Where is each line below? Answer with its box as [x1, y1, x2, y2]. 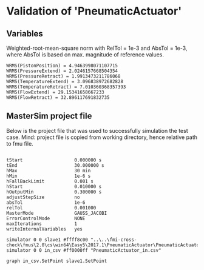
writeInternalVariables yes [6, 226, 83, 232]
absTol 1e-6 [6, 199, 86, 206]
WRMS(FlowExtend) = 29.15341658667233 [6, 89, 104, 95]
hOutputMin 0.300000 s [6, 189, 102, 195]
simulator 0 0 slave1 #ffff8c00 [6, 237, 88, 243]
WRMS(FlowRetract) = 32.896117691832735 [6, 95, 110, 101]
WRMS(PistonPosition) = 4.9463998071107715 [6, 62, 118, 69]
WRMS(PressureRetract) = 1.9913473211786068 [6, 73, 121, 79]
